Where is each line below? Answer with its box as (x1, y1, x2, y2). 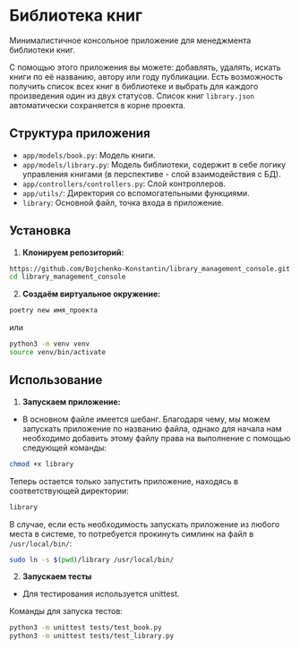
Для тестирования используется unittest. (21, 588, 180, 600)
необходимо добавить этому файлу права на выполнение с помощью (21, 432, 291, 443)
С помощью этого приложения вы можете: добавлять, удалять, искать (9, 62, 281, 73)
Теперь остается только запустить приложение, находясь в (9, 475, 239, 486)
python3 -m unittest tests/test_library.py (9, 632, 175, 641)
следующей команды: (21, 442, 107, 453)
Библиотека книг (9, 5, 143, 26)
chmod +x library (9, 459, 74, 468)
